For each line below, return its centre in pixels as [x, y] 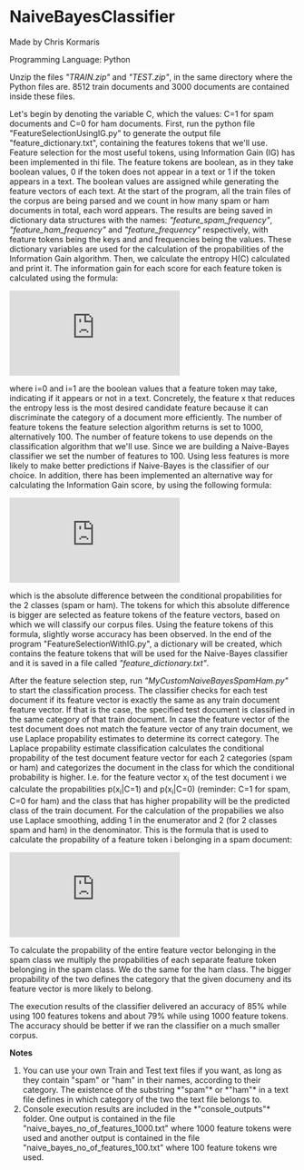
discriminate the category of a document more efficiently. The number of [146, 417]
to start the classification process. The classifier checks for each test [138, 690]
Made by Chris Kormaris [54, 42]
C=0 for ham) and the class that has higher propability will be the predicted [150, 801]
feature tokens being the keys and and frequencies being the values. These [151, 239]
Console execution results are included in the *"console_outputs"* [146, 1108]
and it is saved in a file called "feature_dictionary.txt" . [109, 663]
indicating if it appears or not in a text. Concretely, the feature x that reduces [152, 398]
